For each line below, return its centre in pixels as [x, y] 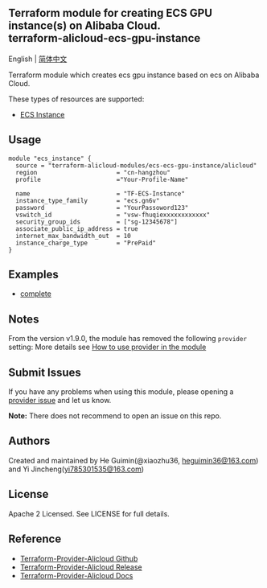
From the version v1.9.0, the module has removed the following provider [128, 339]
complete [36, 294]
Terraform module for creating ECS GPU [111, 13]
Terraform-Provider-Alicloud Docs [76, 575]
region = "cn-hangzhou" [93, 172]
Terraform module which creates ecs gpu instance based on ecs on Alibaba [134, 75]
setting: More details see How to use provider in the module [107, 347]
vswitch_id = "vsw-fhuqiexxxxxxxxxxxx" [113, 215]
